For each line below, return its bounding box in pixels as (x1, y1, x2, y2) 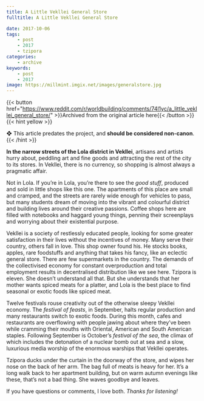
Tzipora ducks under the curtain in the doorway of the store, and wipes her (6, 357, 194, 364)
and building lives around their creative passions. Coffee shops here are (6, 205, 186, 213)
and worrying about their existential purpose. (6, 218, 119, 225)
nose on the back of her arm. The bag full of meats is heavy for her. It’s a (6, 363, 189, 371)
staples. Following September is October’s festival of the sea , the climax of (6, 332, 194, 339)
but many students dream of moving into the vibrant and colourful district (6, 199, 190, 206)
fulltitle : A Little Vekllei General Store (6, 15, 118, 21)
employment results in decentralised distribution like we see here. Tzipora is (6, 269, 197, 276)
